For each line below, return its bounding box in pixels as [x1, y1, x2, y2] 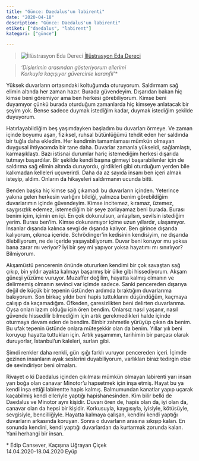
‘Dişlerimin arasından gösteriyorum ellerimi [20, 64, 127, 71]
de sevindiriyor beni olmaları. [6, 362, 77, 369]
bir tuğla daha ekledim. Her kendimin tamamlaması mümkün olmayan [6, 137, 175, 145]
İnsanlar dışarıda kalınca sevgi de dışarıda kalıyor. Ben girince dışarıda [6, 225, 178, 232]
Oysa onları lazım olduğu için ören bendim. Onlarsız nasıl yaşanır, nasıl [6, 306, 178, 313]
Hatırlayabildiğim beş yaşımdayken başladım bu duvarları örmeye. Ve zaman [6, 125, 193, 132]
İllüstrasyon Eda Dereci [84, 52, 141, 59]
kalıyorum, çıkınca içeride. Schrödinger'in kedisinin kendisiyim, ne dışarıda [6, 231, 188, 239]
